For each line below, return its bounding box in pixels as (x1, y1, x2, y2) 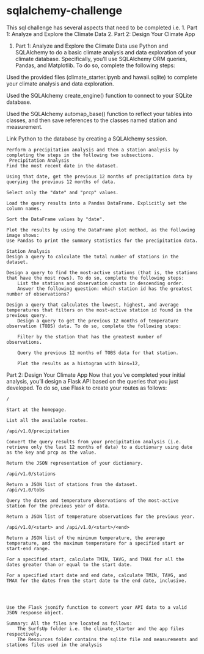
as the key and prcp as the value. (6, 449, 97, 456)
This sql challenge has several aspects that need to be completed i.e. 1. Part (6, 24, 197, 31)
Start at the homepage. (6, 407, 67, 413)
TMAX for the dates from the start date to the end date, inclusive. (6, 578, 188, 584)
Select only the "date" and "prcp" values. (6, 189, 119, 195)
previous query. (6, 312, 48, 318)
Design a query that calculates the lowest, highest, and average (6, 302, 179, 308)
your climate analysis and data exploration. (6, 80, 114, 87)
